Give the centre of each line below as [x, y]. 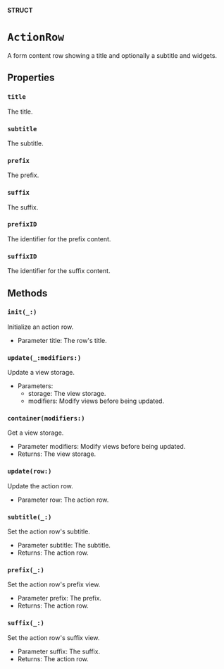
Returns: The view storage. [57, 454]
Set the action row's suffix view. [54, 637]
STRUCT [20, 10]
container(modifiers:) [46, 418]
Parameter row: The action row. [63, 500]
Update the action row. [40, 486]
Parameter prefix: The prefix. [60, 598]
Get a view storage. [36, 433]
